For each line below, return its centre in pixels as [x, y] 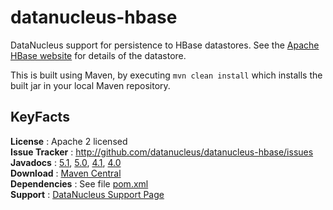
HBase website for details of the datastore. [98, 55]
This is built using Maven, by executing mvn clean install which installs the [166, 75]
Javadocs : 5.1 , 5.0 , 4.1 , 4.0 [66, 162]
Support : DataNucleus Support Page [87, 194]
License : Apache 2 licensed [69, 141]
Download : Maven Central [66, 173]
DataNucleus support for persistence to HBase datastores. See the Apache [165, 45]
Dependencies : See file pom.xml [79, 183]
